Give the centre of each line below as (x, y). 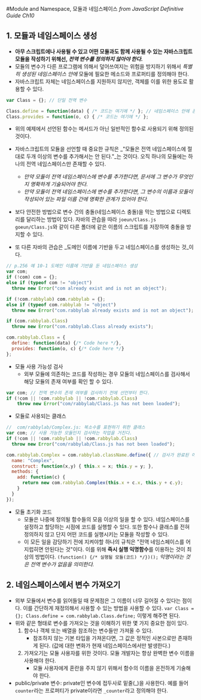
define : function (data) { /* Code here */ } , (66, 343)
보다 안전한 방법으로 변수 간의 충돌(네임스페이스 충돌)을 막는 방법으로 (95, 212)
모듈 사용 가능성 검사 (39, 366)
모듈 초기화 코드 (33, 512)
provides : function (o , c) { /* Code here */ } (68, 349)
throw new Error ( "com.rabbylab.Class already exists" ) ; (83, 327)
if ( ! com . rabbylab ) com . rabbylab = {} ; (56, 299)
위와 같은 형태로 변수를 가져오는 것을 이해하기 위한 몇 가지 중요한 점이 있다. (102, 623)
